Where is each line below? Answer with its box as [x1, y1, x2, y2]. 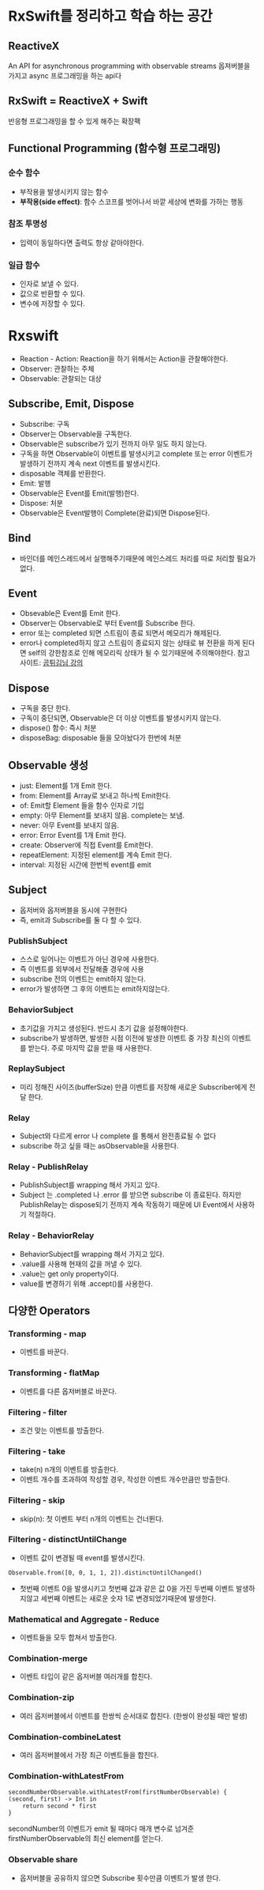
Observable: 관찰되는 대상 [19, 374, 102, 383]
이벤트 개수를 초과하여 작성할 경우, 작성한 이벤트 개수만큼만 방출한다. [19, 1475, 230, 1484]
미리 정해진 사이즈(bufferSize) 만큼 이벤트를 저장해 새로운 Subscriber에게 [19, 1082, 247, 1092]
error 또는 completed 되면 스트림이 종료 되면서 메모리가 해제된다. [19, 628, 222, 638]
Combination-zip [8, 1692, 75, 1703]
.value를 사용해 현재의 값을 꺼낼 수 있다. [19, 1258, 143, 1269]
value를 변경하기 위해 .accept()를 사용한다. [19, 1278, 154, 1288]
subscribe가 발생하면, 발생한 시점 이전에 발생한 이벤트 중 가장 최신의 [19, 1033, 231, 1043]
